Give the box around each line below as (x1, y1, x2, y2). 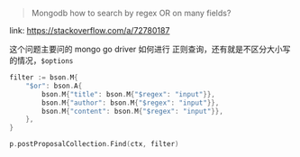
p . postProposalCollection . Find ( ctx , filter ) (9, 140, 179, 149)
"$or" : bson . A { (25, 81, 83, 90)
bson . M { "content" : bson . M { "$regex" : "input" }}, (41, 106, 223, 115)
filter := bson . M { (9, 73, 78, 82)
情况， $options (16, 55, 74, 66)
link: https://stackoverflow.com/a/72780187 (9, 25, 170, 35)
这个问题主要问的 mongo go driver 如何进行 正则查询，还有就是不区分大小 (9, 44, 283, 54)
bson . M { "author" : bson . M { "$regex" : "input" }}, (41, 98, 220, 107)
